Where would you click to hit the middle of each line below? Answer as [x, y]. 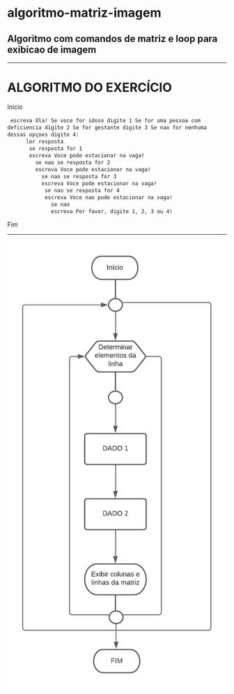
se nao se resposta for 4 [82, 190]
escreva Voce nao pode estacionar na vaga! [108, 197]
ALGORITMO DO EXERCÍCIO [89, 88]
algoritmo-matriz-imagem [84, 13]
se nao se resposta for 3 [79, 176]
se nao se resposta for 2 [73, 162]
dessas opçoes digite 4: [43, 134]
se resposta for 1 [55, 148]
